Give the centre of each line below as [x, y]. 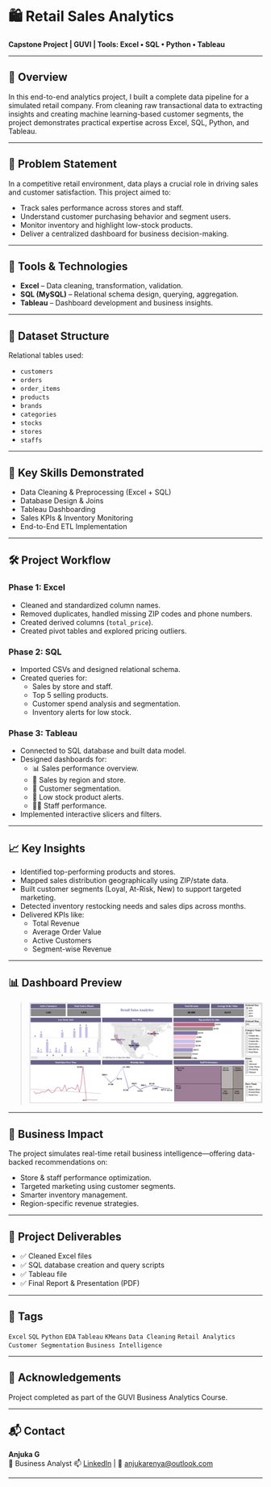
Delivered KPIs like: [52, 915]
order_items [40, 389]
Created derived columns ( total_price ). [87, 622]
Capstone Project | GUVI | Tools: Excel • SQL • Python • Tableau [117, 44]
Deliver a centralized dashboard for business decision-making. [124, 233]
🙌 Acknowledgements [65, 1378]
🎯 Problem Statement [63, 164]
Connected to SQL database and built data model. [103, 751]
